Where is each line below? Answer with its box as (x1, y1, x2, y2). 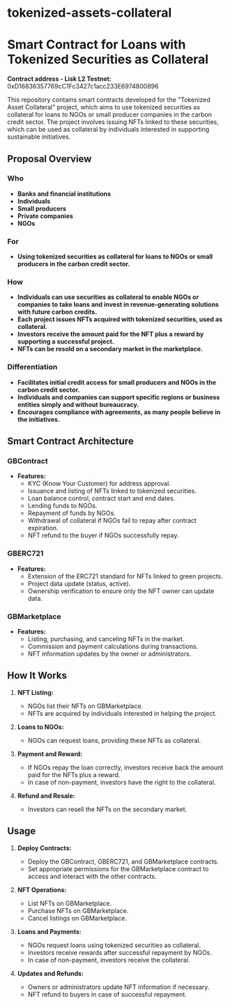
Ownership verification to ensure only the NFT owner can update (27, 587, 215, 595)
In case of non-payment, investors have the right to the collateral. (27, 778, 216, 786)
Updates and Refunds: (17, 969, 84, 977)
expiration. (27, 524, 59, 532)
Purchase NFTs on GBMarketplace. (27, 906, 129, 914)
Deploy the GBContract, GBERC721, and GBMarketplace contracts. (27, 857, 220, 866)
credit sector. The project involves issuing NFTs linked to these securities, (7, 118, 220, 126)
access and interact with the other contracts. (27, 872, 157, 880)
